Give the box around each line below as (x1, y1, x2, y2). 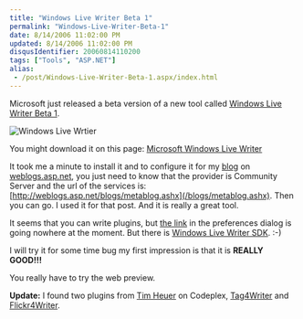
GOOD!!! (9, 254, 43, 265)
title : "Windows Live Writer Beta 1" (9, 13, 153, 23)
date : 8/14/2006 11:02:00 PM (9, 30, 120, 39)
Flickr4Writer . (9, 299, 61, 311)
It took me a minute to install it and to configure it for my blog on (9, 161, 251, 172)
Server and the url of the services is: (9, 180, 147, 191)
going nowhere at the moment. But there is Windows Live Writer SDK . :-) (9, 227, 282, 238)
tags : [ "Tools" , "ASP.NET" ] (9, 56, 117, 65)
